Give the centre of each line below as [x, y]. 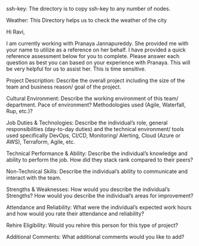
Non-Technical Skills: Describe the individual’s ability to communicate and [97, 171]
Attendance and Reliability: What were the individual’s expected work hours [99, 207]
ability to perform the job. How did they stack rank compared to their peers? [99, 160]
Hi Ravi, [16, 32]
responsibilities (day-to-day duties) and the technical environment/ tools [95, 129]
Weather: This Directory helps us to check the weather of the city [87, 20]
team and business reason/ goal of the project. [64, 87]
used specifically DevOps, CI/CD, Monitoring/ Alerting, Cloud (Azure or [94, 135]
